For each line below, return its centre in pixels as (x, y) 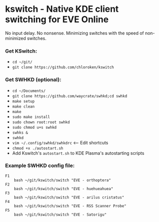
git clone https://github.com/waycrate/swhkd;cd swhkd (70, 96)
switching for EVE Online (57, 19)
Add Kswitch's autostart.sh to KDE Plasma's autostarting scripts (78, 153)
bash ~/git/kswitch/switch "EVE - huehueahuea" (64, 189)
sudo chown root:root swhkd (41, 122)
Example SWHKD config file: (40, 166)
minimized (16, 38)
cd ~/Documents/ (29, 91)
